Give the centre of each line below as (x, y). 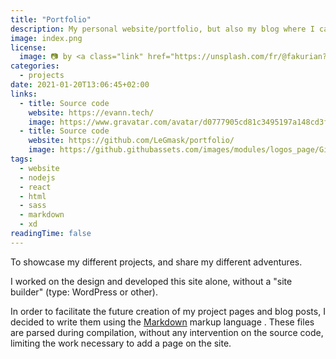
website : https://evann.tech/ (91, 112)
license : (28, 47)
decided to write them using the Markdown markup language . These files (162, 322)
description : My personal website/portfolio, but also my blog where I (162, 29)
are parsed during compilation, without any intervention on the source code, (167, 332)
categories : (35, 66)
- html (33, 196)
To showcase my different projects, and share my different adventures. (156, 262)
